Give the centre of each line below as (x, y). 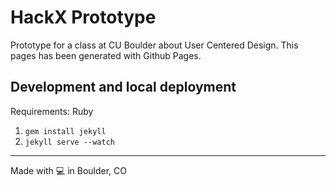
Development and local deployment (123, 87)
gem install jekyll (65, 131)
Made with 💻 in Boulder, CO (68, 170)
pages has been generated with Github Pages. (106, 55)
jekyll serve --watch (69, 142)
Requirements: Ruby (52, 111)
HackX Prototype (83, 17)
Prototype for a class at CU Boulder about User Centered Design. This (154, 45)
